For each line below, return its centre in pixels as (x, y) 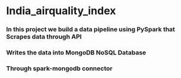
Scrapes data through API (44, 37)
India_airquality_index (61, 11)
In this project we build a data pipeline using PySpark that (90, 30)
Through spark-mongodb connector (59, 68)
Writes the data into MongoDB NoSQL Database (76, 53)
